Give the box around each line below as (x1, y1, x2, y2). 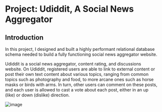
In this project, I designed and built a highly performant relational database (5, 46, 155, 52)
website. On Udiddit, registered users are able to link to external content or (5, 66, 155, 72)
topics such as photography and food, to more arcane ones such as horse (5, 77, 154, 82)
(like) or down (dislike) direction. (5, 92, 70, 98)
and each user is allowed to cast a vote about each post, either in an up (5, 87, 149, 92)
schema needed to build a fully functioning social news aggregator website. (5, 51, 158, 57)
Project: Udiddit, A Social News (5, 3, 134, 15)
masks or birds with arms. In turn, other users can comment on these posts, (5, 82, 158, 88)
